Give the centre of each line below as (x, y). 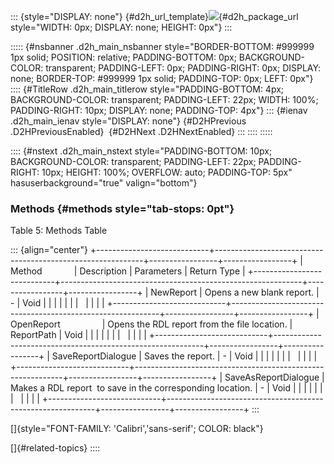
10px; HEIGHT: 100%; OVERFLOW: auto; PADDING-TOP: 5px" (167, 172)
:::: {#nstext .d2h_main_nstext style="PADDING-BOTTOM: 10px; (141, 151)
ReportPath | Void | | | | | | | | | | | (78, 335)
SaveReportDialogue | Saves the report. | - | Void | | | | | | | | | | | (184, 356)
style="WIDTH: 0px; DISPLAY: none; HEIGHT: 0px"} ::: (121, 27)
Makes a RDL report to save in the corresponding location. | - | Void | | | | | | (166, 388)
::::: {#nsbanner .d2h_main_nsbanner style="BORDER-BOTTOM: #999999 (162, 46)
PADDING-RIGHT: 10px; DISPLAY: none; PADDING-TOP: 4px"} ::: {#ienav (159, 110)
